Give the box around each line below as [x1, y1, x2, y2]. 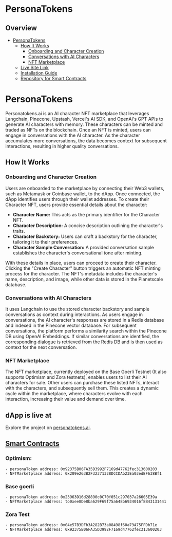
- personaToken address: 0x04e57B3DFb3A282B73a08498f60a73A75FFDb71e [5, 523, 158, 528]
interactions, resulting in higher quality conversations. [5, 143, 119, 149]
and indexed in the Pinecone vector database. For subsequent [5, 322, 137, 328]
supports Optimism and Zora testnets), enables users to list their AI [5, 374, 147, 380]
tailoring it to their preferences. [12, 238, 79, 245]
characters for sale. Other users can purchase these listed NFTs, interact [5, 380, 159, 386]
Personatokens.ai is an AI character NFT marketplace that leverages [5, 110, 149, 116]
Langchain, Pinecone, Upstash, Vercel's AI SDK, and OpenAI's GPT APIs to [5, 116, 163, 122]
